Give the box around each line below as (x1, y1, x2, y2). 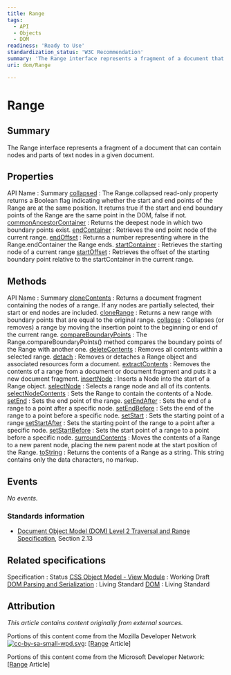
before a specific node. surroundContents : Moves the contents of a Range (7, 433, 221, 442)
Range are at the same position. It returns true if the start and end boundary (7, 204, 223, 212)
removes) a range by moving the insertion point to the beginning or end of (7, 323, 218, 332)
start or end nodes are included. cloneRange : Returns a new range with (7, 309, 212, 317)
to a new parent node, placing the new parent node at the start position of (7, 441, 218, 449)
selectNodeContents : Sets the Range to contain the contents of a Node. (7, 389, 213, 398)
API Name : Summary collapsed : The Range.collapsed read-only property (7, 189, 219, 197)
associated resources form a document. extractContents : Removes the (7, 360, 211, 368)
